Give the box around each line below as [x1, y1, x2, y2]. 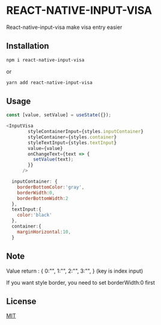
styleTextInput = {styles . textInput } [28, 140, 117, 146]
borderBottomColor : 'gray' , [17, 184, 85, 190]
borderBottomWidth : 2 [17, 195, 68, 202]
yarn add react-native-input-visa [6, 79, 93, 85]
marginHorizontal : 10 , [17, 229, 71, 235]
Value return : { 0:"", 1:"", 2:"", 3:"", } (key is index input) [6, 267, 144, 274]
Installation [6, 41, 49, 51]
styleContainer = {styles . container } [28, 134, 117, 140]
